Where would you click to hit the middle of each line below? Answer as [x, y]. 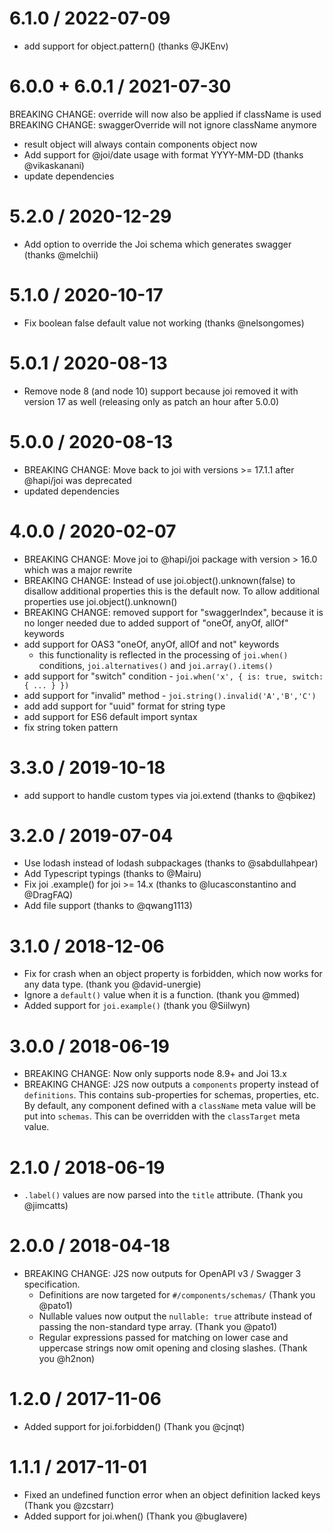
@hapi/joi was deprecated [77, 480]
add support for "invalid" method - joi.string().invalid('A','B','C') [170, 695]
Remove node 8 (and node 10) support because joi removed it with [161, 391]
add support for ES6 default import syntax [110, 716]
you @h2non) [67, 1359]
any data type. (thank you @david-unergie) [112, 984]
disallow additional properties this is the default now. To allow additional [171, 591]
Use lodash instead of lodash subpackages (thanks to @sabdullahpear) [171, 863]
